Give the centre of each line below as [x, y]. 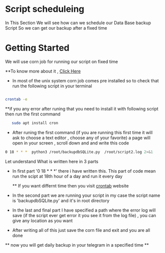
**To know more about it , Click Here [43, 71]
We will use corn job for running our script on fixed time [62, 61]
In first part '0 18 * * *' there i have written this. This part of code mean [84, 171]
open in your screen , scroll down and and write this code [70, 143]
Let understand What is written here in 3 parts [52, 161]
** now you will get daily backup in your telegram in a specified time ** [77, 245]
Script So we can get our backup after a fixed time [56, 28]
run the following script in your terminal [52, 86]
